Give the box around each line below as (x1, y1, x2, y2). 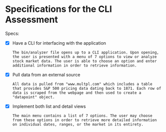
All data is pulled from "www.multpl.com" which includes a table (12, 82, 153, 87)
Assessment (5, 14, 58, 25)
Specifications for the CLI (5, 3, 112, 15)
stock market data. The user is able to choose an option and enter (12, 59, 157, 64)
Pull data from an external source (12, 72, 81, 77)
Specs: (5, 30, 20, 36)
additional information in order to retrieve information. (12, 63, 137, 68)
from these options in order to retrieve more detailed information (12, 118, 157, 123)
